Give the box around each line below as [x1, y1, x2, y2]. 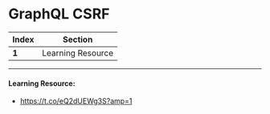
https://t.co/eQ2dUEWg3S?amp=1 [19, 96, 133, 106]
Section [63, 34, 93, 45]
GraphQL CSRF [8, 5, 110, 23]
